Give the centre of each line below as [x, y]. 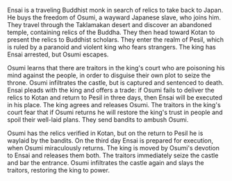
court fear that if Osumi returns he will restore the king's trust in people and [115, 112]
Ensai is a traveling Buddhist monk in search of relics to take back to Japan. [115, 10]
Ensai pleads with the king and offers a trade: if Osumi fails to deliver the [111, 90]
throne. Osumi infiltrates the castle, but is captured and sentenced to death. [116, 82]
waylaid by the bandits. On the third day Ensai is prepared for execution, [110, 141]
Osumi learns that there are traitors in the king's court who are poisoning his [116, 68]
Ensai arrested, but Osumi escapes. [58, 54]
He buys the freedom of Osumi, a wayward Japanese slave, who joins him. [114, 17]
